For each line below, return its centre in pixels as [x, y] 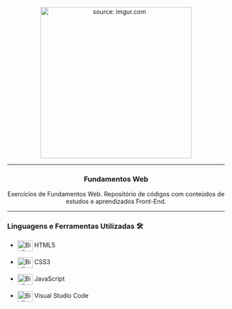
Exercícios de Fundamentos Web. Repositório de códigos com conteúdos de [116, 194]
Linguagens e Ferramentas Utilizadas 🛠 [75, 226]
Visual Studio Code [61, 295]
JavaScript [49, 279]
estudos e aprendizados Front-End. [116, 202]
